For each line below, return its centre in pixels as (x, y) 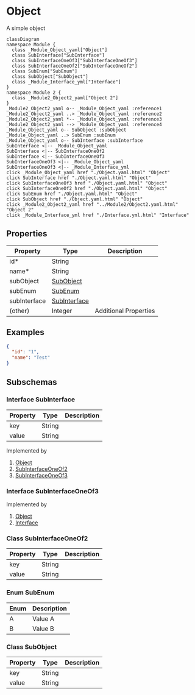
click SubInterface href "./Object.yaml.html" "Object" (79, 178)
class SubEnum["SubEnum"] (45, 71)
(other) (19, 311)
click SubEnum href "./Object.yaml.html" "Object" (72, 194)
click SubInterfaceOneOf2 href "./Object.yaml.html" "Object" (87, 188)
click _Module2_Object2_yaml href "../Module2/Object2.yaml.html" (92, 204)
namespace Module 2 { (34, 93)
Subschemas (32, 382)
